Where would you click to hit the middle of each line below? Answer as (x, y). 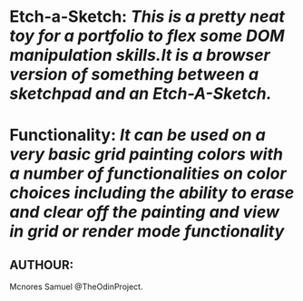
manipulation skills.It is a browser (140, 55)
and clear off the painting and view (144, 213)
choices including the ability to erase (152, 193)
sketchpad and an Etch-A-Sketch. (141, 94)
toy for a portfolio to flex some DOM (147, 36)
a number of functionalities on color (148, 174)
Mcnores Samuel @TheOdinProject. (76, 286)
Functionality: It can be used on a (137, 136)
